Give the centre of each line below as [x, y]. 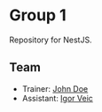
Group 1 [38, 15]
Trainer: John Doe [55, 88]
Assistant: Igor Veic [57, 98]
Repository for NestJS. [51, 40]
